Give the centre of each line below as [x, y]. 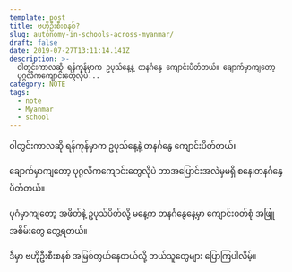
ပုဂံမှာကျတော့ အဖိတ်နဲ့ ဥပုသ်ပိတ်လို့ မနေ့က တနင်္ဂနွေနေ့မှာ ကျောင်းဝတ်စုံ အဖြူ [142, 213]
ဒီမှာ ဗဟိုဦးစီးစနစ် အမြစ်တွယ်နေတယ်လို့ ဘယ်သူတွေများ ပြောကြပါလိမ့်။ [133, 256]
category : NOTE [38, 84]
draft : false [34, 42]
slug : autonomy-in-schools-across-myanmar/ [92, 34]
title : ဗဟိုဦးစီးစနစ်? [45, 26]
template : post [38, 17]
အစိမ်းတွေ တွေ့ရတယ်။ [48, 231]
